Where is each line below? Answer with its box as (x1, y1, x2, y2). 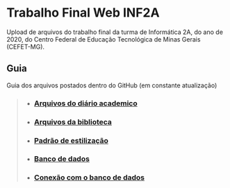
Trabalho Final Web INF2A (6, 5, 161, 21)
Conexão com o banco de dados (33, 173, 145, 182)
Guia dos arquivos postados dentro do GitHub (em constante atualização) (6, 81, 217, 89)
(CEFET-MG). (6, 42, 45, 51)
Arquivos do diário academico (33, 99, 138, 108)
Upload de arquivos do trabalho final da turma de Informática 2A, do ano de (6, 28, 224, 36)
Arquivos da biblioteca (33, 117, 113, 126)
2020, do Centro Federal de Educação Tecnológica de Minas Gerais (6, 35, 201, 43)
